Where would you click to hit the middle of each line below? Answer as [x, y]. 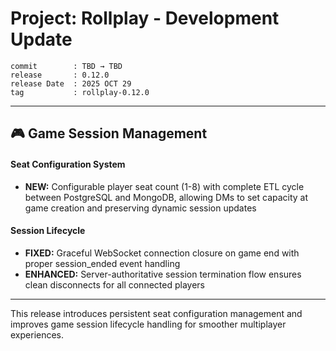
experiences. [37, 334]
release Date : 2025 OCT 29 [71, 83]
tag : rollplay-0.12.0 [80, 92]
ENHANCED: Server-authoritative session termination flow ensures [163, 274]
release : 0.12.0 [60, 75]
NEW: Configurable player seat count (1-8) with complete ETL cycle [164, 186]
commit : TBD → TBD [66, 66]
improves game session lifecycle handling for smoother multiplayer [148, 324]
